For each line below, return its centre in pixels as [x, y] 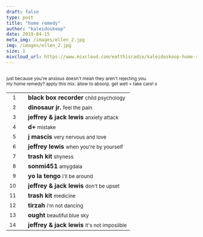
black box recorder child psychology [77, 97]
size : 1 [16, 51]
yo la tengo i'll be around [61, 175]
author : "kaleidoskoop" [36, 29]
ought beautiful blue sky [59, 215]
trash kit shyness [51, 156]
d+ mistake [42, 127]
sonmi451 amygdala [55, 166]
